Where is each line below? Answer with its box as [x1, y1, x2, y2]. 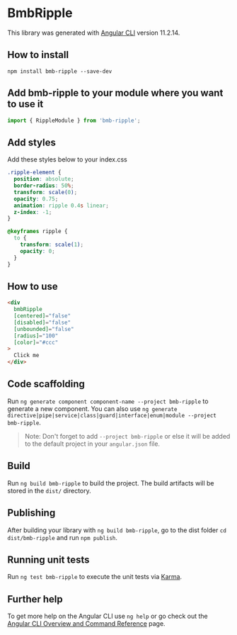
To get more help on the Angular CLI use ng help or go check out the [7, 612, 208, 621]
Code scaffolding [7, 378, 85, 390]
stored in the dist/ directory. [7, 486, 92, 495]
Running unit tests [7, 553, 90, 566]
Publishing [7, 507, 56, 519]
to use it [7, 98, 44, 111]
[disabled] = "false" [13, 319, 71, 326]
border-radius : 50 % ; [13, 182, 74, 189]
